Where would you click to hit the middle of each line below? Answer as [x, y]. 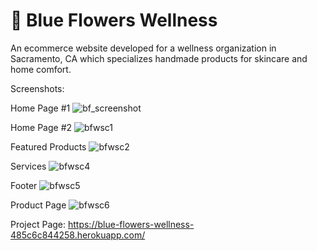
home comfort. [41, 69]
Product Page [38, 205]
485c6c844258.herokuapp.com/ [78, 235]
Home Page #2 [41, 127]
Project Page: [38, 224]
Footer [24, 185]
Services [28, 166]
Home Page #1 [40, 108]
